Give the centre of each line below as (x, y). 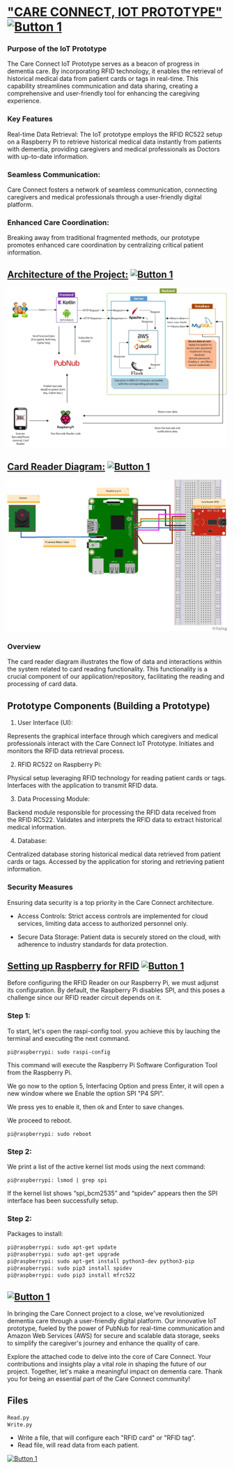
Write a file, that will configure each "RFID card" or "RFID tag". (107, 1438)
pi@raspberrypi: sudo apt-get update (62, 1248)
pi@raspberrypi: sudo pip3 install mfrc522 (71, 1276)
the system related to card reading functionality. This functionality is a (107, 669)
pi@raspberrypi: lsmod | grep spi (57, 1180)
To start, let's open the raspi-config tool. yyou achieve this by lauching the (114, 1031)
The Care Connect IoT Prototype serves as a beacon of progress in (103, 64)
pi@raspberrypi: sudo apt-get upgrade (63, 1255)
